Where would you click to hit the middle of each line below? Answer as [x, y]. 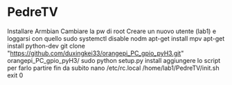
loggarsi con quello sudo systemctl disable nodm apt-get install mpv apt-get [116, 38]
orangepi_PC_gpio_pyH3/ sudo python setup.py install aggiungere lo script [114, 60]
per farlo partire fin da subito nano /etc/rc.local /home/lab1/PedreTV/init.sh [113, 68]
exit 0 [15, 75]
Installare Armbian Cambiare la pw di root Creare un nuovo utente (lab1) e [112, 31]
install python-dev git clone [46, 46]
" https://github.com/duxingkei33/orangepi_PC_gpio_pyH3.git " [96, 53]
